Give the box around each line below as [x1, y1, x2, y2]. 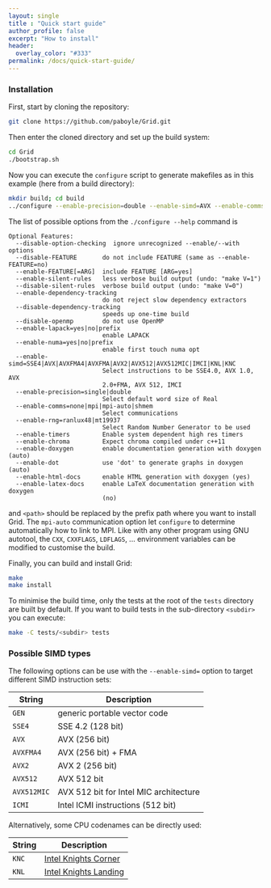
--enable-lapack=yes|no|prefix [15, 324, 121, 332]
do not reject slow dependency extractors [102, 296, 248, 304]
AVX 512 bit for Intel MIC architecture [57, 786, 200, 797]
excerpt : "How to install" [8, 34, 99, 43]
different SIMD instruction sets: [8, 674, 112, 684]
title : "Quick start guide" [8, 19, 106, 27]
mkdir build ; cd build [8, 194, 85, 202]
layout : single [8, 11, 60, 20]
